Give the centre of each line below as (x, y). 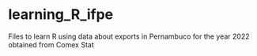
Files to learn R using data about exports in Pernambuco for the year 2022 (129, 36)
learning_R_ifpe (61, 15)
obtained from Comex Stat (51, 44)
